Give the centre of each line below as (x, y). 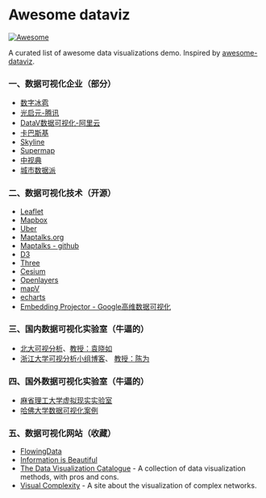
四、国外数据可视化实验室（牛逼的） (79, 381)
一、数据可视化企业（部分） (62, 84)
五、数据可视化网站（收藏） (62, 434)
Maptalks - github (49, 245)
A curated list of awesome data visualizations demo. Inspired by (114, 52)
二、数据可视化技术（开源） (62, 193)
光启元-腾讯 (39, 113)
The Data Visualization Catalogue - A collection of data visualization (133, 468)
